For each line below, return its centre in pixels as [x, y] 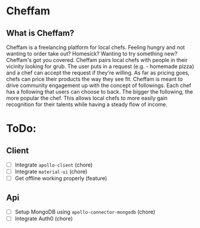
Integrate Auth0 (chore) [44, 218]
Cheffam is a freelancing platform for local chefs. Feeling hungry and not [96, 47]
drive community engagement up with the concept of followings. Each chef [99, 85]
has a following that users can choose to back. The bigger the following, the [100, 92]
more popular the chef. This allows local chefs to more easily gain [87, 98]
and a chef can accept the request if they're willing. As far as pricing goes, [98, 73]
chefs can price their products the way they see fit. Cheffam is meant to [95, 79]
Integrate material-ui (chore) [51, 172]
